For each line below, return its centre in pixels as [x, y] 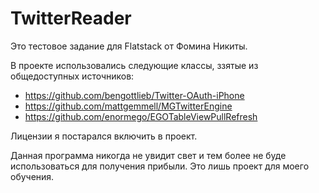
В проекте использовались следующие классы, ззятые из [134, 65]
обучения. [32, 176]
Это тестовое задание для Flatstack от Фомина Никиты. [129, 46]
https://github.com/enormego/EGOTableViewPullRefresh [141, 116]
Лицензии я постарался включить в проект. [104, 136]
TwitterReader [71, 18]
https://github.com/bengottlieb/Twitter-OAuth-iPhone [134, 95]
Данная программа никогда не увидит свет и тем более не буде [148, 155]
